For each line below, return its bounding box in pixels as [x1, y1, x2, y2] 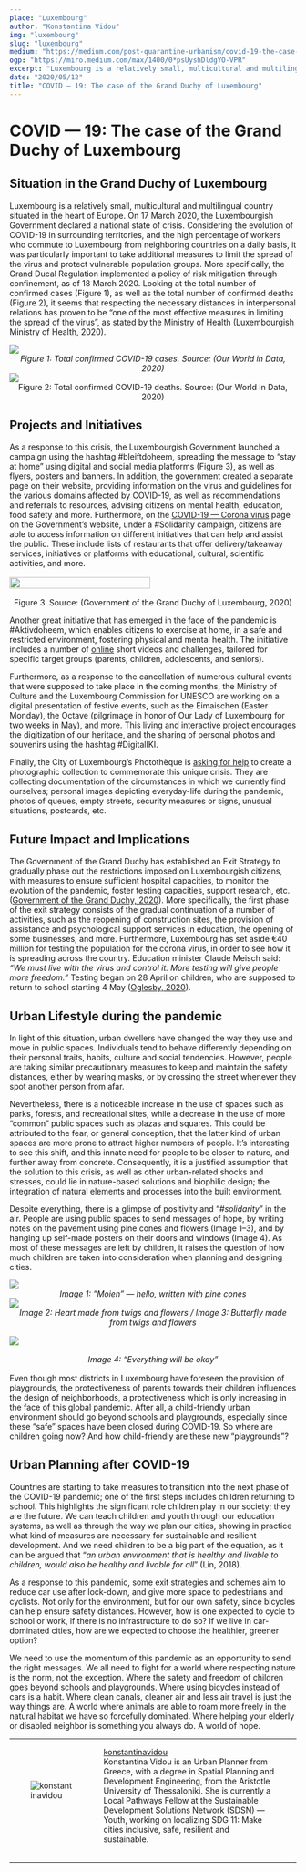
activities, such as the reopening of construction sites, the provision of [9, 914, 274, 926]
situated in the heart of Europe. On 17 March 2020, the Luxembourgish [9, 210, 274, 221]
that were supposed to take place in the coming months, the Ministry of [9, 681, 278, 692]
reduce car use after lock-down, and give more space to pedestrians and [9, 1586, 284, 1597]
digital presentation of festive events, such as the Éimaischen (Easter [9, 700, 269, 711]
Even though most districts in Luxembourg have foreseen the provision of [9, 1373, 285, 1384]
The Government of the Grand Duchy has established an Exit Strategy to [9, 856, 280, 867]
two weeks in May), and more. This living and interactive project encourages [9, 719, 297, 730]
